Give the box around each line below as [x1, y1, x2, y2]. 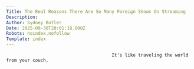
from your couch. [6, 57, 49, 63]
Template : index [6, 36, 46, 42]
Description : [6, 14, 38, 20]
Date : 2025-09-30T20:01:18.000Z [6, 25, 86, 31]
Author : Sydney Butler [6, 19, 62, 25]
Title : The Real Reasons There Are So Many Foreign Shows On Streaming [6, 8, 186, 15]
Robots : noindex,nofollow [6, 31, 70, 37]
